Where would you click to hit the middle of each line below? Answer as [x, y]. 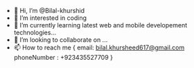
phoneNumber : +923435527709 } [63, 57]
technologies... [35, 32]
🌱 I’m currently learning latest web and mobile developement [100, 25]
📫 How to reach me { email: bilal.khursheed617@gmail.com [99, 47]
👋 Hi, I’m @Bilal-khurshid [49, 11]
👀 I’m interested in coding [50, 18]
